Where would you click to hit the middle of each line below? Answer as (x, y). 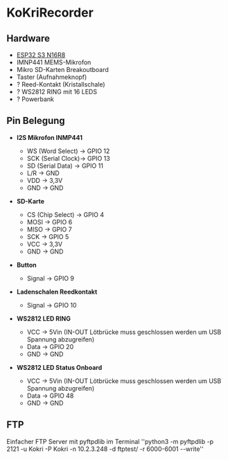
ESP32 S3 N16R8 (41, 55)
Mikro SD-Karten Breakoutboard (62, 70)
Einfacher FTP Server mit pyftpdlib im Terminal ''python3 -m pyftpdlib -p (110, 441)
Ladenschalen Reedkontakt (57, 292)
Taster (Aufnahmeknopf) (52, 77)
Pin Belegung (36, 121)
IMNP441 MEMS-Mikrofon (54, 62)
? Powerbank (35, 99)
